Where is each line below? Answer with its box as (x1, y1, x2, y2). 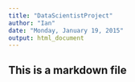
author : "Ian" (8, 19, 56, 27)
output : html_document (8, 33, 84, 42)
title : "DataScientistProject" (8, 11, 113, 20)
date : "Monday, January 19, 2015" (8, 26, 125, 34)
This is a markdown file (8, 63, 127, 76)
